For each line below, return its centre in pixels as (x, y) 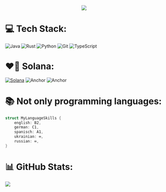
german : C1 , (26, 127)
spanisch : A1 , (29, 132)
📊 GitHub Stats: (39, 167)
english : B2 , (28, 122)
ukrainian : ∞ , (29, 137)
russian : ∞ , (26, 141)
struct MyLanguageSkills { (33, 118)
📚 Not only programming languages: (83, 101)
